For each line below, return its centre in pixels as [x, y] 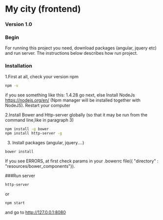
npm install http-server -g [34, 133]
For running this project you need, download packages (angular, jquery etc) [81, 48]
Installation [19, 66]
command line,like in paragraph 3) [40, 120]
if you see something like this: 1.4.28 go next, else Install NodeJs [70, 95]
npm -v [12, 86]
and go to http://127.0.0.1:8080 [35, 212]
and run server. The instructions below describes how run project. [71, 53]
